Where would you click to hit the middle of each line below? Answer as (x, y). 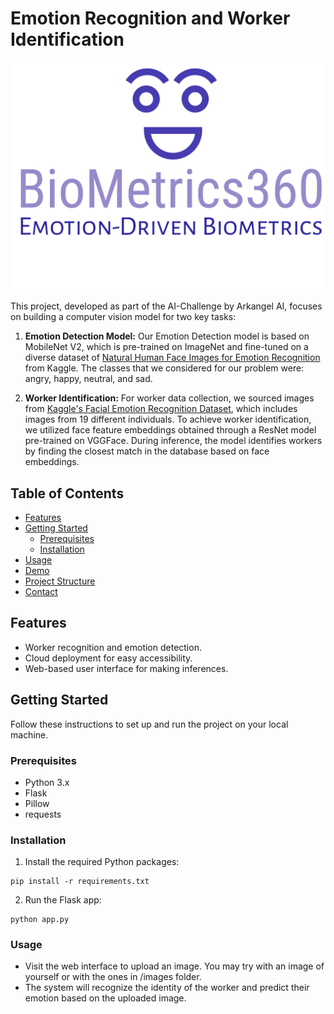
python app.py (40, 920)
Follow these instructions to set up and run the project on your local (149, 724)
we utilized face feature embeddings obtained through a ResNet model (170, 430)
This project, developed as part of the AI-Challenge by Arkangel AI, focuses (166, 306)
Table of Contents (67, 493)
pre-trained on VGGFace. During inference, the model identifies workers (173, 441)
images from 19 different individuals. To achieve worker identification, (168, 419)
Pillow (37, 803)
